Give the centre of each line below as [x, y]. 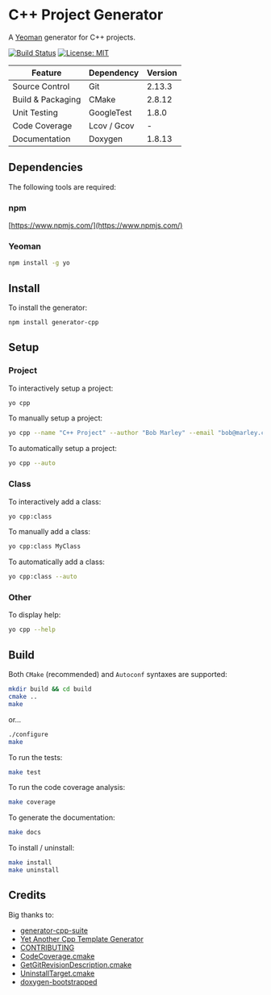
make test [25, 772]
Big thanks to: [31, 914]
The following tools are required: [63, 186]
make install [30, 863]
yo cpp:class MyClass [45, 546]
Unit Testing [35, 112]
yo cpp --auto [32, 463]
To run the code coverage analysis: [67, 788]
